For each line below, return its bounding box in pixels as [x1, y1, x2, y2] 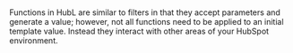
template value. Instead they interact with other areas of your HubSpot [9, 26, 270, 37]
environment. [9, 35, 58, 46]
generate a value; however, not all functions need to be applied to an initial [9, 17, 284, 27]
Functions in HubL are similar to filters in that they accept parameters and [9, 7, 280, 18]
